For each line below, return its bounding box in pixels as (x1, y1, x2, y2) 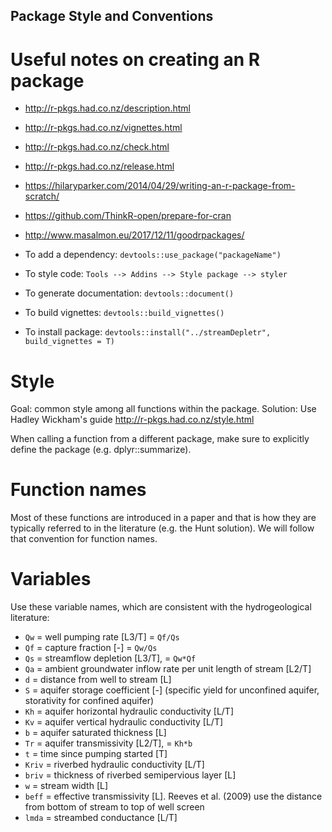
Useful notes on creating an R (10, 48, 261, 71)
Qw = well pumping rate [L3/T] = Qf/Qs (24, 631, 180, 643)
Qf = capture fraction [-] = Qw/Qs (24, 642, 158, 654)
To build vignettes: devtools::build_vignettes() (24, 307, 225, 319)
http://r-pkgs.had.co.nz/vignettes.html (24, 122, 183, 134)
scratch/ (24, 190, 60, 203)
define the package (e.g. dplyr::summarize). (10, 444, 192, 456)
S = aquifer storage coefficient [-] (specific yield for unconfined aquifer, (24, 684, 320, 696)
